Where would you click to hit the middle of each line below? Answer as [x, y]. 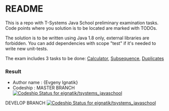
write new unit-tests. [27, 48]
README [24, 9]
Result [13, 71]
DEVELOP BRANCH [25, 103]
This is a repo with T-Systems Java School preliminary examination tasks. [82, 23]
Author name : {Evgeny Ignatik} [45, 82]
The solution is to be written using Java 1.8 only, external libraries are [77, 38]
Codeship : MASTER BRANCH [44, 88]
